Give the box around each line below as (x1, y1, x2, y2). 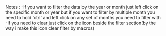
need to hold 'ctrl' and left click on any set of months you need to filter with (5, 15, 161, 20)
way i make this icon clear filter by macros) (5, 25, 95, 31)
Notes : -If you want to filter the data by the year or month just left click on (5, 4, 159, 10)
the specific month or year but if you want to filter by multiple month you (5, 9, 155, 15)
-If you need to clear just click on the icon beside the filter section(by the (5, 20, 156, 26)
